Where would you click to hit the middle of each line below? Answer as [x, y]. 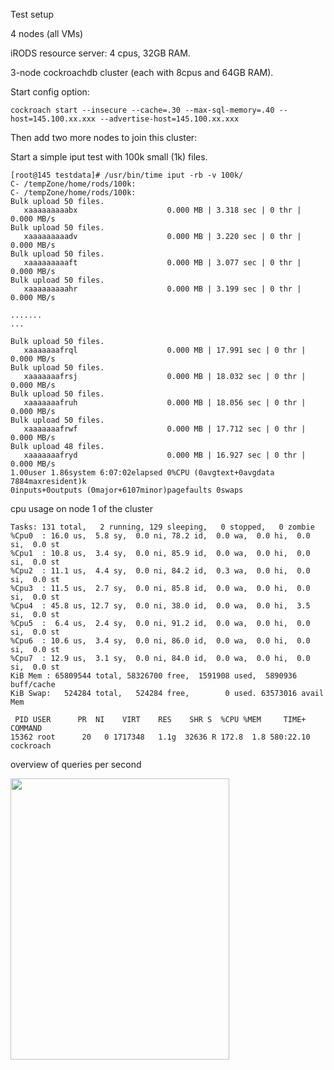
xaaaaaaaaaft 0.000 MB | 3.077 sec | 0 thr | [162, 263]
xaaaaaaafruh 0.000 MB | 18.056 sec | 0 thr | [165, 403]
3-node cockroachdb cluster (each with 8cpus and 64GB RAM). [142, 72]
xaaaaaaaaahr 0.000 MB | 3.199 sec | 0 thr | [162, 289]
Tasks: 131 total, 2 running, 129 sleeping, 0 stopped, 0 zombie [162, 527]
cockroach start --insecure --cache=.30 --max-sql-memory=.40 [142, 110]
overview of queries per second [76, 764]
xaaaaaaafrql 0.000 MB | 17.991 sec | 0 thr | [165, 350]
